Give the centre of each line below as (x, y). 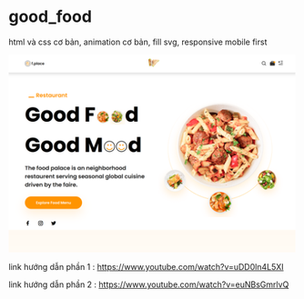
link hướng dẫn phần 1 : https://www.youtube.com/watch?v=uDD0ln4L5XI (146, 267)
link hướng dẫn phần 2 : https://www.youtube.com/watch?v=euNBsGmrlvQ (149, 284)
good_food (51, 17)
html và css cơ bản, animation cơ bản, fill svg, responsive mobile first (138, 42)
